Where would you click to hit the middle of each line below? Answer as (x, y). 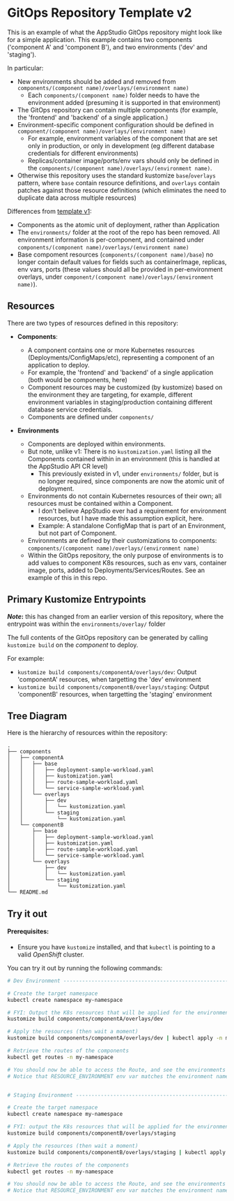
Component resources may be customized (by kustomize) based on (125, 387)
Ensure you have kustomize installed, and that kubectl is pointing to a (116, 947)
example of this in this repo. (68, 577)
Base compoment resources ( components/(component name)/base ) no (115, 254)
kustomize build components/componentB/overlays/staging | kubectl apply (117, 1152)
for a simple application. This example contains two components (100, 39)
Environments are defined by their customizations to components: (122, 540)
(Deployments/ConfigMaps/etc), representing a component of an (121, 357)
